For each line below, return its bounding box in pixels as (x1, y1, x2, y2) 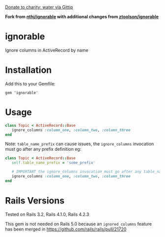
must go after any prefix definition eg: (5, 146, 82, 152)
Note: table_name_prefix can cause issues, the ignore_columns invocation (5, 141, 154, 147)
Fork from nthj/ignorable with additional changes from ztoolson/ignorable (5, 14, 159, 19)
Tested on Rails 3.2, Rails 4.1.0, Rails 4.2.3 (5, 211, 89, 217)
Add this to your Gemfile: (5, 81, 55, 87)
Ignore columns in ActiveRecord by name (5, 47, 88, 53)
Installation (5, 65, 52, 76)
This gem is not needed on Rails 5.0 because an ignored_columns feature (5, 221, 152, 227)
